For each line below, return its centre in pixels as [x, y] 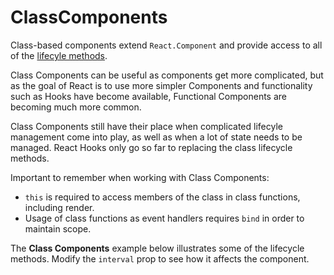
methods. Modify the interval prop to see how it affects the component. [160, 258]
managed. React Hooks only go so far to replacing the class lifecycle [151, 147]
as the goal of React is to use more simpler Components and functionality [161, 85]
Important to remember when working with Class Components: [140, 177]
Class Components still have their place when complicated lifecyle [146, 126]
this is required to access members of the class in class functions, [162, 197]
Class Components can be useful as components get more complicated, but [167, 75]
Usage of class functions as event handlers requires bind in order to [164, 218]
